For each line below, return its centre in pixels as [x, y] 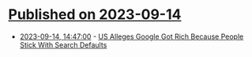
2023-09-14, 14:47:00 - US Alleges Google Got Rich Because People [132, 36]
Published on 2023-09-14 [95, 15]
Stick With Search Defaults [63, 44]
